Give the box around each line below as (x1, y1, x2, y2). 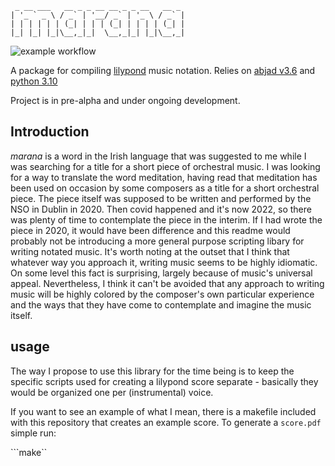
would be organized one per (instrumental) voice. (10, 386, 214, 398)
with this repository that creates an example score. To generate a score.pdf (10, 416, 322, 428)
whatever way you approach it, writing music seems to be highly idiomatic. (10, 256, 318, 268)
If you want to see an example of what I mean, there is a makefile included (10, 405, 317, 417)
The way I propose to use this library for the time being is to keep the (10, 365, 295, 377)
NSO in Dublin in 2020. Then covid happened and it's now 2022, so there (10, 203, 312, 215)
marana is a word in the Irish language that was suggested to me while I (10, 150, 307, 162)
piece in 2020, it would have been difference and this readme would (10, 224, 291, 236)
